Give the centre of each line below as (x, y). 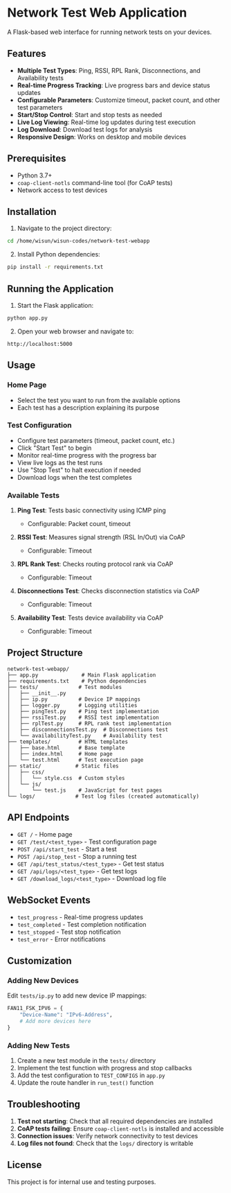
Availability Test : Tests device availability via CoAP (90, 618)
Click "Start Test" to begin (54, 448)
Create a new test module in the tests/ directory (86, 1061)
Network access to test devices (62, 190)
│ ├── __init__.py (37, 693)
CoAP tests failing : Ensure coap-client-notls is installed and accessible (120, 1129)
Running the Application (61, 289)
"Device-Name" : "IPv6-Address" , (66, 1015)
